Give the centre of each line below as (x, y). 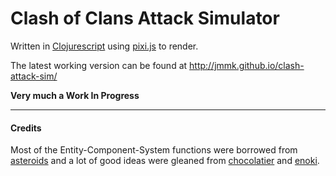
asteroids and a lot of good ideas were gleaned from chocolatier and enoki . (165, 161)
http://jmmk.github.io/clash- (247, 65)
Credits (26, 128)
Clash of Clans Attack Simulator (145, 18)
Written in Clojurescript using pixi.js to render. (104, 46)
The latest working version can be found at (99, 65)
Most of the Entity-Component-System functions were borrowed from (154, 150)
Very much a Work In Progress (75, 95)
